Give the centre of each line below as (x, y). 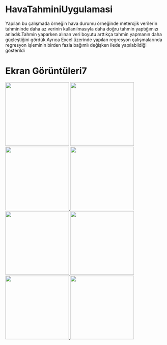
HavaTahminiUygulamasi (59, 9)
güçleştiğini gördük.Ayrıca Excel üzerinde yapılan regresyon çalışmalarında (84, 40)
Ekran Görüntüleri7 (46, 71)
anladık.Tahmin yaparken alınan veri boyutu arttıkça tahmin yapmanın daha (83, 34)
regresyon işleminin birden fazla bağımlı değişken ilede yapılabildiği (76, 45)
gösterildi (15, 50)
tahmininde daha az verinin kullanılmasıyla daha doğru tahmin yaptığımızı (82, 28)
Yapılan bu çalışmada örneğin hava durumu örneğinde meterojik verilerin (81, 23)
